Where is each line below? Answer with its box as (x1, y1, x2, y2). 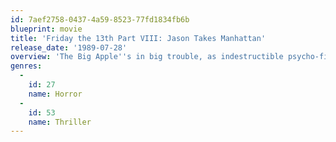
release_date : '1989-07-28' (10, 42, 128, 53)
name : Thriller (28, 117, 92, 127)
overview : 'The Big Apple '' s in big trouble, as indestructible (10, 52, 284, 62)
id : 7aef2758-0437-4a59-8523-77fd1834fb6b (10, 14, 190, 25)
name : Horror (28, 89, 83, 99)
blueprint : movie (10, 24, 83, 34)
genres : (10, 61, 43, 71)
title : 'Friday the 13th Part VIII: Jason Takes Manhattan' (10, 33, 267, 43)
